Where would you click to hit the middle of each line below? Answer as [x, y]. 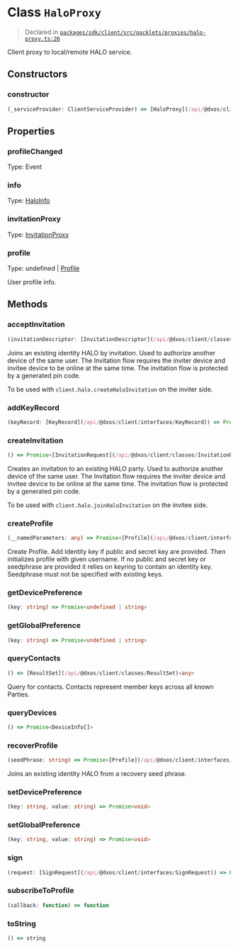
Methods [28, 305]
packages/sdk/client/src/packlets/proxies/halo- [133, 33]
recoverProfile [33, 745]
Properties [31, 131]
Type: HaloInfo [29, 201]
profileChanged [35, 151]
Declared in [41, 32]
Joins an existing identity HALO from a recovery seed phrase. [97, 774]
